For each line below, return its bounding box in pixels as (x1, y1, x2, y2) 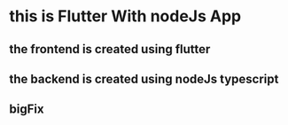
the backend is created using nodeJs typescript (9, 71, 279, 86)
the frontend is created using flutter (9, 42, 211, 57)
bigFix (9, 102, 44, 117)
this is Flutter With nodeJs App (9, 6, 242, 27)
